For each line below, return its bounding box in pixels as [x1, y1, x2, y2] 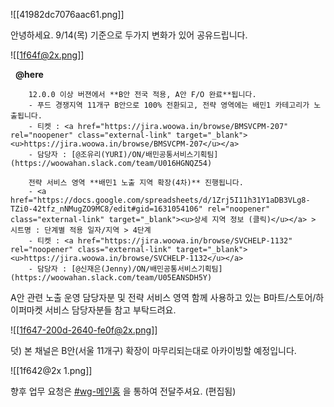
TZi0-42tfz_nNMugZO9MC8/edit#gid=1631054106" [10, 204, 203, 214]
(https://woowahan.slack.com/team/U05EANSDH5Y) [10, 273, 213, 283]
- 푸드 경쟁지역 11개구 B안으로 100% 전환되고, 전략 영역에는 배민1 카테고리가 [28, 100, 310, 110]
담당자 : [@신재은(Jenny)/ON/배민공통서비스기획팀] [36, 264, 223, 274]
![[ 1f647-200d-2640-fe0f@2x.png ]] [10, 324, 158, 336]
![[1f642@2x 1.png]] [10, 365, 93, 376]
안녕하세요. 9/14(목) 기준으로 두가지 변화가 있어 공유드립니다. [10, 29, 248, 41]
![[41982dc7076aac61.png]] [10, 9, 125, 20]
